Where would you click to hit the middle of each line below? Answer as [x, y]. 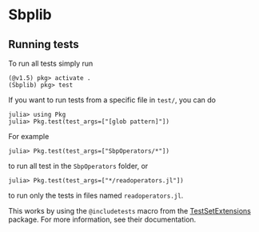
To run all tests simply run [51, 63]
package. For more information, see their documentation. [102, 219]
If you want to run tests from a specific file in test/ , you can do [112, 100]
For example [29, 136]
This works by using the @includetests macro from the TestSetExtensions [130, 211]
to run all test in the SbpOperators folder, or [78, 166]
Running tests [44, 44]
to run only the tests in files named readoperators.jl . [96, 195]
